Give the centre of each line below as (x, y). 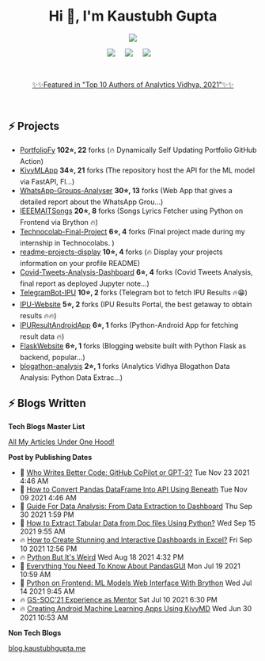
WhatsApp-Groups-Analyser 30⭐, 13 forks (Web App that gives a (126, 190)
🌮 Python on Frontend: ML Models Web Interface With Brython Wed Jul (136, 583)
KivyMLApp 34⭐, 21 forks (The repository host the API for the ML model (137, 170)
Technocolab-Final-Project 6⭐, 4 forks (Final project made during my (132, 231)
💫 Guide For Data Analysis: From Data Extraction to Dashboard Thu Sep (136, 506)
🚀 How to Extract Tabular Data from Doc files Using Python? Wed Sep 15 (137, 522)
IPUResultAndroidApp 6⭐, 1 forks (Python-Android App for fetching (129, 325)
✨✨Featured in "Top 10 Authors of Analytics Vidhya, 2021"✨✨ (133, 84)
